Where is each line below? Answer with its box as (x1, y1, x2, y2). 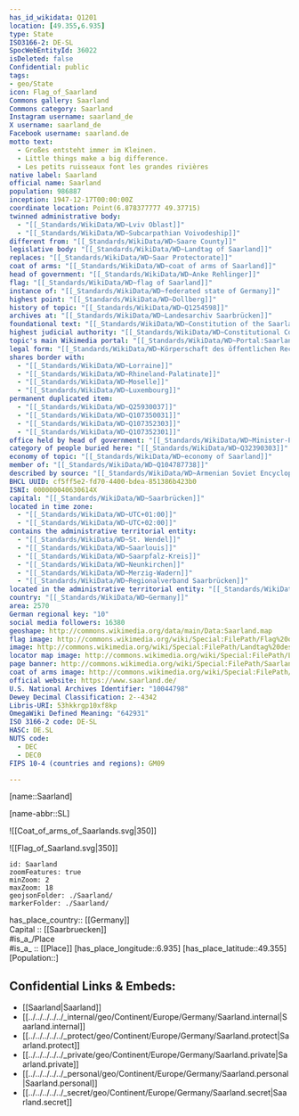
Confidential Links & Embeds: (9, 978, 176, 994)
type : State (9, 29, 53, 38)
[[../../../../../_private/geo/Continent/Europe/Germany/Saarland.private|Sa (21, 1049, 288, 1061)
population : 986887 (9, 187, 82, 196)
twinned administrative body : (9, 211, 122, 221)
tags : (9, 71, 29, 80)
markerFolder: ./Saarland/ (9, 899, 109, 908)
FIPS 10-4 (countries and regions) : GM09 (9, 759, 166, 767)
